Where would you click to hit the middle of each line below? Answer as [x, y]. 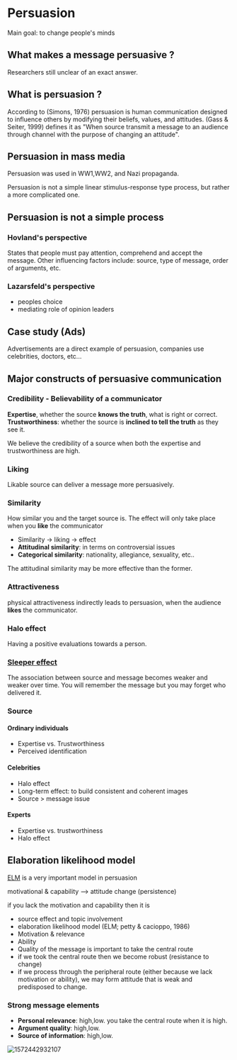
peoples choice [40, 302]
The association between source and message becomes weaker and [108, 678]
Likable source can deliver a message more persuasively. [91, 485]
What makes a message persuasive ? [91, 55]
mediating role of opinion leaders [66, 310]
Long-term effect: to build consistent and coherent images [103, 791]
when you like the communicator [55, 526]
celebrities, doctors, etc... [45, 356]
